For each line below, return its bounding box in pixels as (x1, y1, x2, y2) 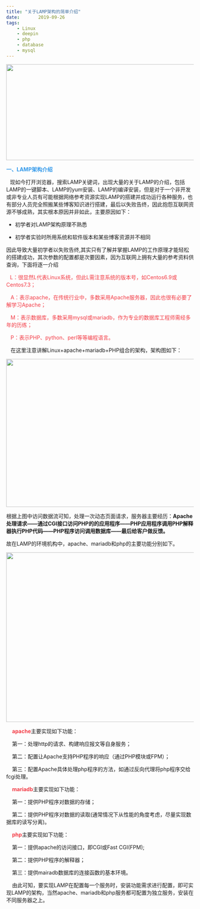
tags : (6, 20, 20, 26)
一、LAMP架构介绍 (6, 165, 53, 173)
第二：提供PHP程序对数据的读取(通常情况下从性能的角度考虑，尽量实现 (11, 811, 186, 818)
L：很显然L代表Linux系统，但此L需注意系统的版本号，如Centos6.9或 (10, 273, 177, 280)
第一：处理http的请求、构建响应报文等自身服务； (11, 740, 132, 747)
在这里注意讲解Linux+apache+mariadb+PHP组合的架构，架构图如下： (10, 346, 182, 354)
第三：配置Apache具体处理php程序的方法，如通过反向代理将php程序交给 (11, 766, 191, 773)
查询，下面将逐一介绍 (6, 261, 58, 268)
